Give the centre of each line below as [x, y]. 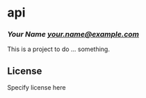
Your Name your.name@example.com [73, 35]
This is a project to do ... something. [58, 49]
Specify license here [36, 88]
